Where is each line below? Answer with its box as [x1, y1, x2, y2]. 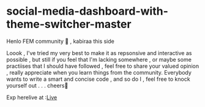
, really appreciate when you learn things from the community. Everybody [6, 68, 192, 76]
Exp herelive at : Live [6, 94, 58, 101]
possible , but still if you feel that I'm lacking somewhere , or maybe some [6, 56, 192, 63]
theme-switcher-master [6, 17, 132, 31]
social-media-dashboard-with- [6, 4, 168, 18]
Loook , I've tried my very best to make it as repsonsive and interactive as [6, 49, 192, 56]
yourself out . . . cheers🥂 [6, 81, 69, 89]
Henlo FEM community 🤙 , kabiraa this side [6, 37, 114, 45]
